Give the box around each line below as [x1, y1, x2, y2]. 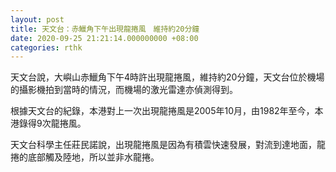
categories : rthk [10, 42, 83, 53]
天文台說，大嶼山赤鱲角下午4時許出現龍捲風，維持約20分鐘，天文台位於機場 [10, 71, 325, 83]
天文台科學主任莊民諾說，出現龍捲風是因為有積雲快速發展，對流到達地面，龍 [10, 139, 326, 151]
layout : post [10, 14, 65, 25]
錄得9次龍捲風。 [18, 117, 87, 130]
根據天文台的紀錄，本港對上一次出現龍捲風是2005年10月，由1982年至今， [10, 105, 315, 117]
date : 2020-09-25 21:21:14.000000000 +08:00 [10, 33, 199, 43]
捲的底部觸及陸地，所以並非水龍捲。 [10, 151, 160, 163]
